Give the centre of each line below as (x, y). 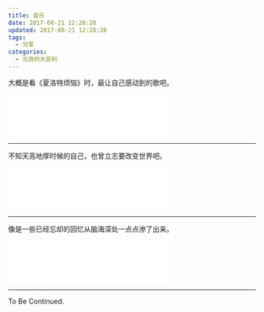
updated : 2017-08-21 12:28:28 (58, 30)
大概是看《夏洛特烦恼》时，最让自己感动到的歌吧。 (91, 83)
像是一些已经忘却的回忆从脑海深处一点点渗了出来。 (91, 229)
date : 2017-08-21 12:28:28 (52, 23)
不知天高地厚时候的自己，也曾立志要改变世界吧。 (87, 156)
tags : (17, 37)
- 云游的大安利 (37, 60)
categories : (27, 52)
